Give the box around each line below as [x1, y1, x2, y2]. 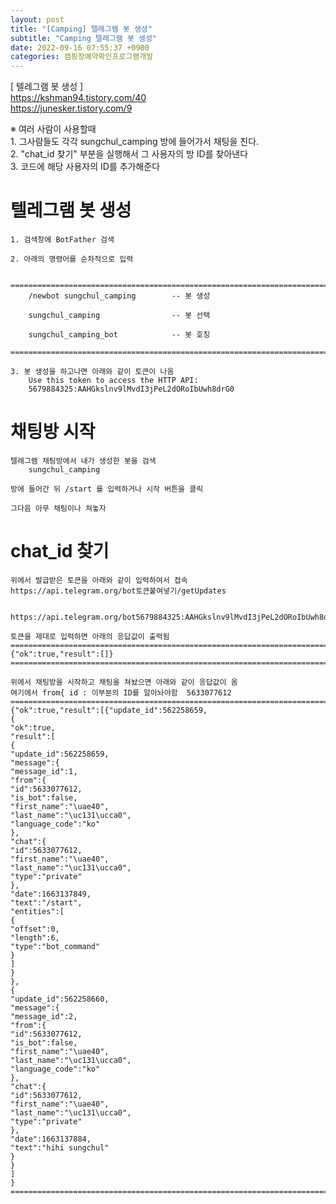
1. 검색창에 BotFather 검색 [10, 235, 115, 245]
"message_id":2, [10, 1011, 78, 1021]
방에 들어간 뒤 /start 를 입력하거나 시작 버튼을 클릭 [10, 484, 204, 494]
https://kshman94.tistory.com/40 [10, 92, 147, 104]
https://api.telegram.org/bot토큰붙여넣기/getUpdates [10, 586, 227, 596]
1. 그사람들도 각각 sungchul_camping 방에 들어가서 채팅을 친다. [10, 136, 260, 148]
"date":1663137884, [10, 1134, 92, 1144]
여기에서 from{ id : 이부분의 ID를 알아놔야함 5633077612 [10, 687, 232, 698]
